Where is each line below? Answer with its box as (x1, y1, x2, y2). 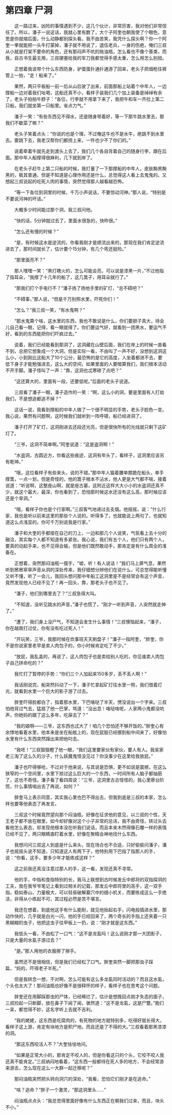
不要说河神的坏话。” (5, 195, 46, 202)
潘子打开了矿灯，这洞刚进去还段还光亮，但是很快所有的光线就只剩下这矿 (14, 424, 167, 430)
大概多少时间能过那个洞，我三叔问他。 (14, 206, 95, 212)
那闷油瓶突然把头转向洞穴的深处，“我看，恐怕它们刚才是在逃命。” (14, 1075, 151, 1082)
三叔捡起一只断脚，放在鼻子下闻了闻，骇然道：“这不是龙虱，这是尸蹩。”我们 (5, 1000, 164, 1006)
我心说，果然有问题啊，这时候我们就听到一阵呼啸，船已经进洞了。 (5, 412, 144, 419)
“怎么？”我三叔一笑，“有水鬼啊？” (14, 307, 85, 313)
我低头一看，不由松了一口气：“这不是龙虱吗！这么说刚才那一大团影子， (14, 930, 165, 937)
